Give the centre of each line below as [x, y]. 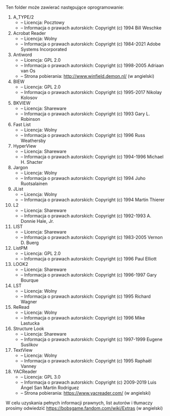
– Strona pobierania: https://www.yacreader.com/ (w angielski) [86, 393]
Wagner [29, 302]
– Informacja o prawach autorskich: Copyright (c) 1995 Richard [86, 296]
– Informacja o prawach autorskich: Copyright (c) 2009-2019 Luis [89, 382]
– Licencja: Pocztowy [43, 22]
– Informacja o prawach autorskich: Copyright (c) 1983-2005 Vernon [92, 237]
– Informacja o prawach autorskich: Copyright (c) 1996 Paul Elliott [89, 259]
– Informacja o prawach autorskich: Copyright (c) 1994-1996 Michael [92, 157]
